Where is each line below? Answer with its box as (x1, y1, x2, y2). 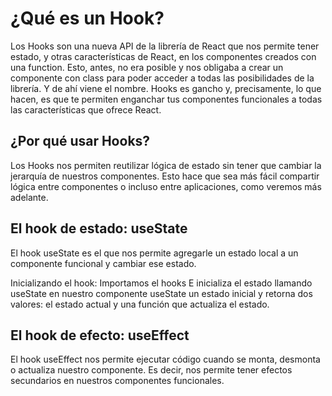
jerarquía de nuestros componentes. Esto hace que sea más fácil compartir (10, 170, 320, 182)
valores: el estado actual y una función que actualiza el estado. (10, 298, 270, 310)
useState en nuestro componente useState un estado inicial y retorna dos (10, 287, 313, 299)
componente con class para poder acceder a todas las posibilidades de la (10, 72, 315, 84)
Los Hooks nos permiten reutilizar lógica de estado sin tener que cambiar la (10, 159, 322, 171)
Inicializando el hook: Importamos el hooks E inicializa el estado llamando (10, 277, 313, 289)
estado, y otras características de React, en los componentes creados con (10, 50, 317, 62)
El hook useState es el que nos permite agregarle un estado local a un (10, 247, 299, 259)
